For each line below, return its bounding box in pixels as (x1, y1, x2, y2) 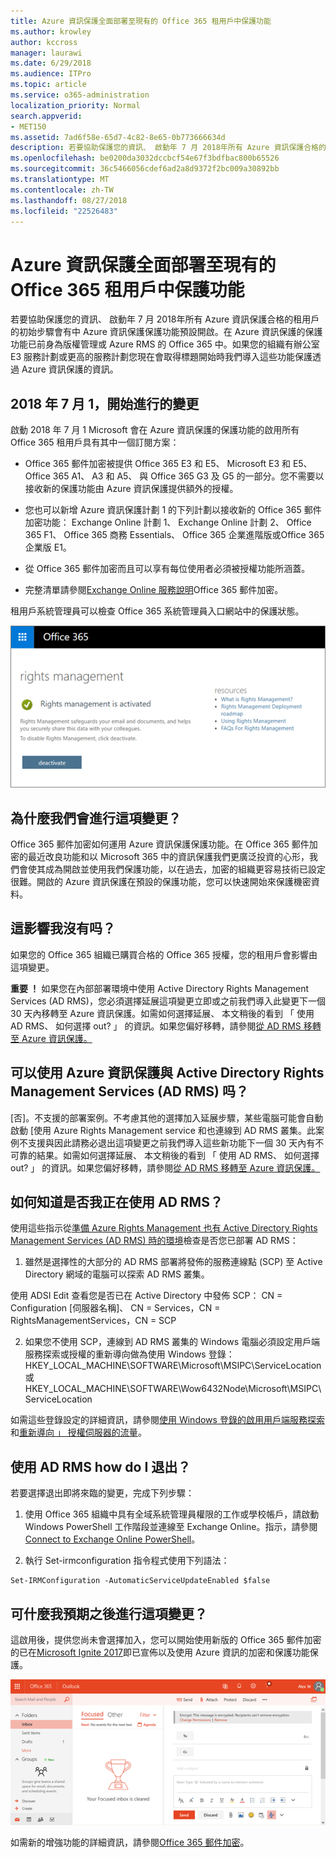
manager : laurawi (10, 48, 83, 58)
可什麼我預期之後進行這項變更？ (10, 1605, 208, 1622)
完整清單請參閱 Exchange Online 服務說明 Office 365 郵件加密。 (24, 584, 284, 596)
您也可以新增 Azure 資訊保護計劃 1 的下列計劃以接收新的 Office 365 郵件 (24, 504, 322, 516)
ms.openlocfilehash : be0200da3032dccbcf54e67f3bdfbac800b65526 (10, 153, 280, 164)
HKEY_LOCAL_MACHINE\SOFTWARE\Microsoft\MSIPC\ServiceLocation (24, 1360, 322, 1372)
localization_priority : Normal (10, 100, 141, 110)
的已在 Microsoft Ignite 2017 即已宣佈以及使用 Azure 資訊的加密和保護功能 (10, 1646, 310, 1658)
